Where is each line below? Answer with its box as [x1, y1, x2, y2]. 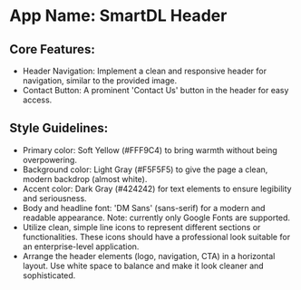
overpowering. [22, 154, 77, 165]
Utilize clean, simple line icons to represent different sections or [22, 221, 261, 232]
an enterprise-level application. [22, 241, 140, 252]
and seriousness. [22, 192, 88, 204]
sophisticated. [22, 269, 76, 281]
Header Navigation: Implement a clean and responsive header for [22, 65, 267, 76]
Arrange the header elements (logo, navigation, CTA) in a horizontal [22, 250, 276, 261]
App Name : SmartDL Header [9, 5, 228, 26]
